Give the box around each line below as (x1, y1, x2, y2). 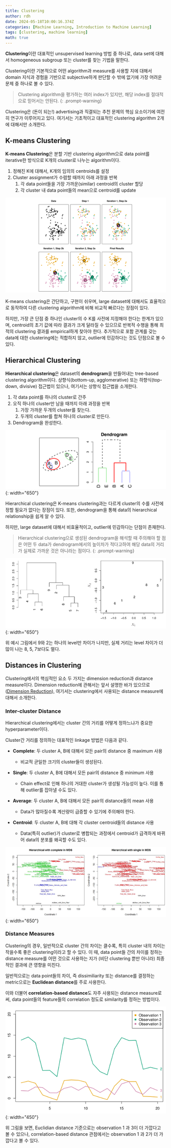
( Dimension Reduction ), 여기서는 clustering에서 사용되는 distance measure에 (5, 688, 163, 694)
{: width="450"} (5, 1114, 39, 1120)
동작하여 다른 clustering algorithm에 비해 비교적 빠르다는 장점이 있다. (10, 304, 150, 311)
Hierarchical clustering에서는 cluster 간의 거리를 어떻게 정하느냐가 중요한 (5, 720, 153, 726)
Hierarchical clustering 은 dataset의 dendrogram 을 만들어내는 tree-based (5, 370, 159, 377)
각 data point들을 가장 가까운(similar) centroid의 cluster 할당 (20, 180, 143, 186)
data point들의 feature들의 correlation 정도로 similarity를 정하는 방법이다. (12, 996, 160, 1002)
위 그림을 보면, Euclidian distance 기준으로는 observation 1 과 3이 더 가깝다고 (5, 1124, 161, 1131)
